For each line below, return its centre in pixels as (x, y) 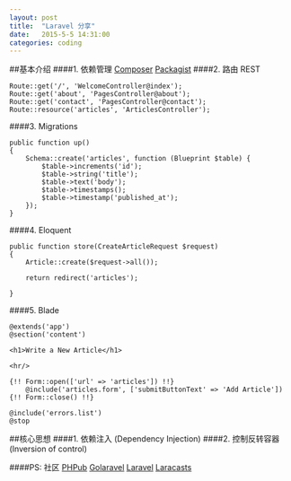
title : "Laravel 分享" (53, 26)
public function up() (50, 143)
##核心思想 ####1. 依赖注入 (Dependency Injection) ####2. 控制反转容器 (145, 439)
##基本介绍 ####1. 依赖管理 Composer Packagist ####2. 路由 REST (135, 69)
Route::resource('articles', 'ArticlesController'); (110, 110)
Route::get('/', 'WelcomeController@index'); (96, 86)
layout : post (34, 17)
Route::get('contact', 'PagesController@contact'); (108, 102)
